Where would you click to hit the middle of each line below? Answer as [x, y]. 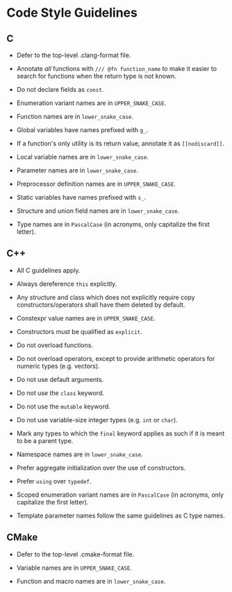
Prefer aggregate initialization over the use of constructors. [101, 467]
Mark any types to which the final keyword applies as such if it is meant [121, 433]
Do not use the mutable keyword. [63, 406]
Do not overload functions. [55, 345]
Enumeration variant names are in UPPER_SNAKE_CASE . [91, 103]
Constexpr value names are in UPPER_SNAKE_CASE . [86, 318]
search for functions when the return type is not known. [96, 76]
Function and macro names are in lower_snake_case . [91, 581]
